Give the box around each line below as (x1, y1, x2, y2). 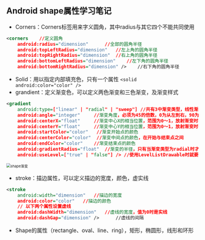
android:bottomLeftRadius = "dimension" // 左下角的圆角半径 (17, 58, 169, 64)
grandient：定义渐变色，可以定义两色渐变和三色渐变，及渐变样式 (15, 89, 179, 96)
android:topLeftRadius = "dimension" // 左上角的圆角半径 (17, 46, 157, 53)
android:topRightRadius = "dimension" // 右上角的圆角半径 (17, 53, 157, 59)
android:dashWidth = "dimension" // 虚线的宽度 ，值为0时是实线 (17, 209, 168, 216)
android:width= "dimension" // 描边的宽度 (17, 192, 122, 198)
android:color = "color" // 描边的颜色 (17, 198, 112, 204)
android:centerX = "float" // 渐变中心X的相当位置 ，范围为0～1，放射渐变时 (17, 118, 198, 124)
